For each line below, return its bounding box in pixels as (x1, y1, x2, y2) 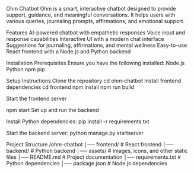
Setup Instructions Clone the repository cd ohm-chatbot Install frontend (6, 77, 182, 84)
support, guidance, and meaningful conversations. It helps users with (6, 11, 176, 18)
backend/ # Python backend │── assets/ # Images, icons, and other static (6, 148, 188, 154)
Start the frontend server (6, 95, 67, 102)
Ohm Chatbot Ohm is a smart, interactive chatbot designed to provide (6, 5, 176, 12)
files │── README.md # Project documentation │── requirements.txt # (6, 153, 181, 161)
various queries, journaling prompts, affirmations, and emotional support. (6, 18, 185, 24)
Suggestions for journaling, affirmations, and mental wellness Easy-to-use (6, 41, 187, 49)
